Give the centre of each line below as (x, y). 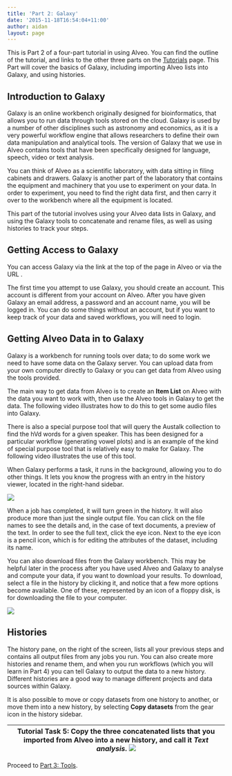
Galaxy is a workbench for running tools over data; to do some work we (109, 355)
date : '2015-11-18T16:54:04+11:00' (58, 20)
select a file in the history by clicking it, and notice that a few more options (113, 583)
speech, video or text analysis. (51, 157)
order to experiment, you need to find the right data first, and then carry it (112, 193)
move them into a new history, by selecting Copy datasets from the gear (110, 707)
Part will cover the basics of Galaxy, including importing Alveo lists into (108, 67)
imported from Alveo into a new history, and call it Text (116, 740)
